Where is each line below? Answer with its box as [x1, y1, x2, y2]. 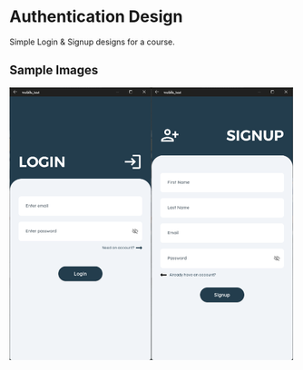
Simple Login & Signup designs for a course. [9, 36, 175, 47]
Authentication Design [9, 6, 183, 27]
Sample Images [9, 63, 99, 78]
